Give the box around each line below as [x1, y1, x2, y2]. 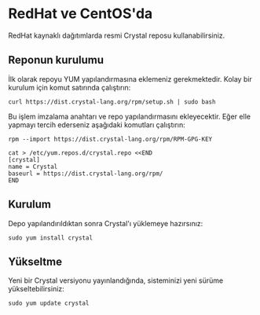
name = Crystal [8, 163, 58, 170]
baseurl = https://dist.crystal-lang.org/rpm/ [8, 170, 163, 178]
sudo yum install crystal [8, 233, 93, 242]
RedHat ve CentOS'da [8, 5, 153, 23]
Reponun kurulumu [8, 53, 104, 67]
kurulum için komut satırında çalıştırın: [8, 82, 131, 92]
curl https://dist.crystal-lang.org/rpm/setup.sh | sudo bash [8, 97, 216, 106]
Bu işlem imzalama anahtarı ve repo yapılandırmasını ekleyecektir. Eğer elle [8, 112, 251, 121]
